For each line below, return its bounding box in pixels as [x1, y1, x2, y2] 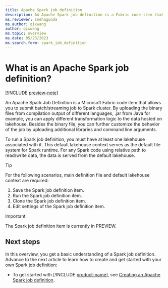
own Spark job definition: [5, 262, 58, 268]
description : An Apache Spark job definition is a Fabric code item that [5, 12, 164, 17]
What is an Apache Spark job [5, 62, 129, 73]
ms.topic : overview [5, 31, 46, 36]
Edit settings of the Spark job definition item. [12, 203, 105, 209]
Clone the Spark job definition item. [12, 198, 86, 204]
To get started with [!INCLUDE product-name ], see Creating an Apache [12, 271, 160, 277]
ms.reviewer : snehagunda [5, 17, 58, 22]
